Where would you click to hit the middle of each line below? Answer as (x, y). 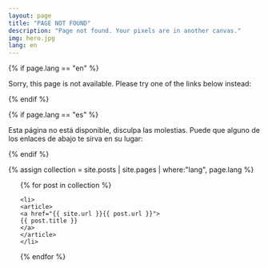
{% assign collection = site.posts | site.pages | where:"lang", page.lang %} (131, 170)
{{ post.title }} (49, 221)
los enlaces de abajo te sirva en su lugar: (76, 139)
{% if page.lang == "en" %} (54, 68)
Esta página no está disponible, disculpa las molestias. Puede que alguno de (134, 130)
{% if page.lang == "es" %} (54, 115)
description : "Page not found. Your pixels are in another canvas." (125, 30)
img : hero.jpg (32, 38)
